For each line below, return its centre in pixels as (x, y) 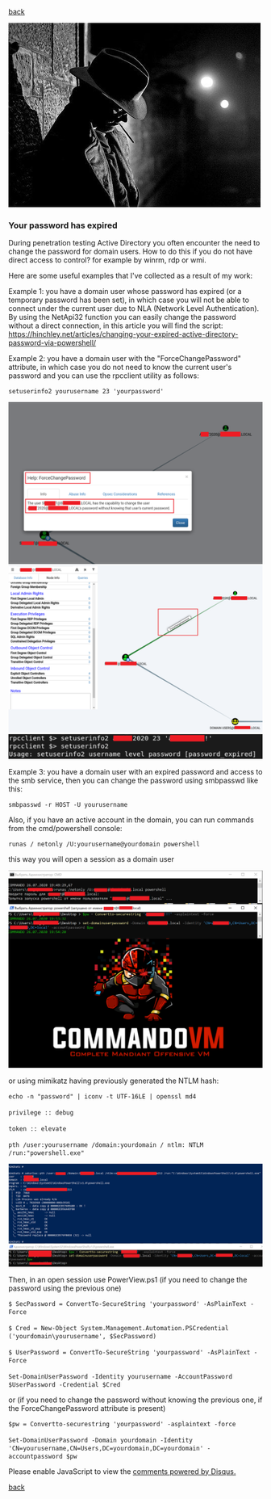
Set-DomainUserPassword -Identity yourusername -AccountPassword (120, 1376)
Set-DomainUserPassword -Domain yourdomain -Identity (101, 1440)
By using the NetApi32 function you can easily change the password (122, 317)
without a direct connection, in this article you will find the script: (116, 325)
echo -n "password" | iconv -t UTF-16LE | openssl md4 (102, 1096)
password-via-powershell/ (52, 343)
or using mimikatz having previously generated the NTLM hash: (114, 1081)
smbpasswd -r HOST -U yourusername (68, 805)
